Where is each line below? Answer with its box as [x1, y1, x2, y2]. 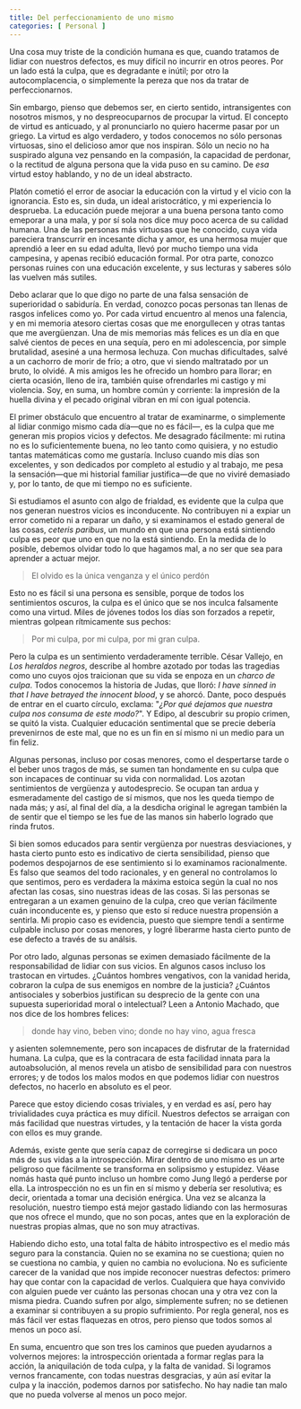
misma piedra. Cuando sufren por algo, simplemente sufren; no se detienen [9, 1295, 288, 1306]
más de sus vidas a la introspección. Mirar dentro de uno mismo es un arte [9, 1154, 285, 1165]
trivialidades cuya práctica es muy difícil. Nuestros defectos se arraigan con [9, 1107, 290, 1118]
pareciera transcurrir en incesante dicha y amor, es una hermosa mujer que [9, 233, 288, 244]
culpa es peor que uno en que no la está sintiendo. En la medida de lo [9, 533, 267, 544]
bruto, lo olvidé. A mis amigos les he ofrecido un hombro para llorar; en [9, 365, 272, 376]
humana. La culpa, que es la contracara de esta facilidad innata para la [9, 1052, 271, 1063]
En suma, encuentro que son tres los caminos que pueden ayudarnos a [9, 1341, 272, 1352]
